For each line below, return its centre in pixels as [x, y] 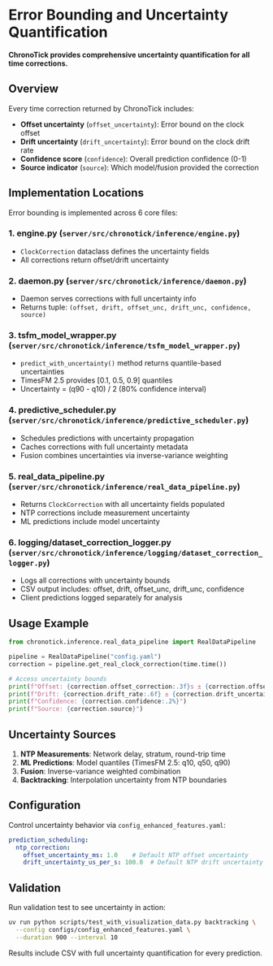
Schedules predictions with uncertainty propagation [107, 438]
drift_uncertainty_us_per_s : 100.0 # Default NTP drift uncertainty [143, 863]
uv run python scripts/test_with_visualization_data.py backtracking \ [132, 923]
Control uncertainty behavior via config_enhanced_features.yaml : [117, 825]
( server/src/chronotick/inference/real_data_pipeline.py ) [125, 487]
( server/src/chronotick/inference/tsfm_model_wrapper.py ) [125, 345]
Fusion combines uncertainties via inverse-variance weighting [124, 455]
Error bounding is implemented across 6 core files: [93, 212]
